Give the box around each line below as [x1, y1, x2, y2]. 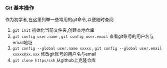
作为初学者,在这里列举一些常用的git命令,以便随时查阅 [5, 16, 114, 23]
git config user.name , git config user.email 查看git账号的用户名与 [12, 33, 154, 39]
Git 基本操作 [5, 4, 34, 11]
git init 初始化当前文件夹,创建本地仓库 [12, 27, 95, 33]
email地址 [12, 40, 32, 46]
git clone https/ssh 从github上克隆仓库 [12, 57, 96, 63]
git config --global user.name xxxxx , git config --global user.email [12, 45, 162, 51]
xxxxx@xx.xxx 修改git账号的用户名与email [12, 51, 96, 57]
